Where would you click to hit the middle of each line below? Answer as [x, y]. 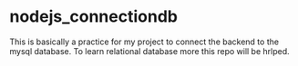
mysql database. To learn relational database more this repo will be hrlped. [149, 51]
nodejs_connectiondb [93, 17]
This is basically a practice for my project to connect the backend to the [144, 42]
